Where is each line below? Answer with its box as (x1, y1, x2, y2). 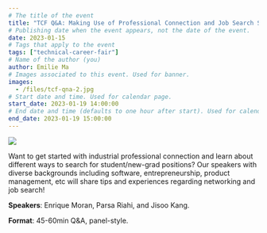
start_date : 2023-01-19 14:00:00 (8, 100, 119, 108)
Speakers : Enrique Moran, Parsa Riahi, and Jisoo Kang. (8, 200, 190, 210)
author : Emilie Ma (8, 63, 69, 71)
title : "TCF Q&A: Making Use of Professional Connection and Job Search (8, 19, 254, 27)
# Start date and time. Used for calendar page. (8, 93, 172, 101)
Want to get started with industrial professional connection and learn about (8, 151, 253, 161)
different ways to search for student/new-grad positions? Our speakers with (8, 159, 257, 169)
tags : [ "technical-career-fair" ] (8, 48, 119, 56)
